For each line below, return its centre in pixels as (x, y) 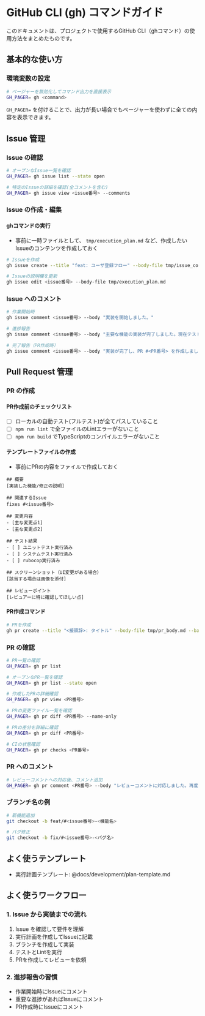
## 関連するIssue (27, 498)
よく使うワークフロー (46, 896)
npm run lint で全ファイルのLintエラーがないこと (77, 429)
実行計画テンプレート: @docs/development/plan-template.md (93, 875)
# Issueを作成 (23, 260)
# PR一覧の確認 (23, 660)
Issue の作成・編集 (34, 210)
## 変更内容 (20, 516)
